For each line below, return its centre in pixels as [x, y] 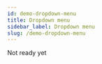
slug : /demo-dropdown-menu [46, 33]
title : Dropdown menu [39, 20]
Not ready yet [27, 53]
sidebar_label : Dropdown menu [51, 26]
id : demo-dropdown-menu [42, 14]
